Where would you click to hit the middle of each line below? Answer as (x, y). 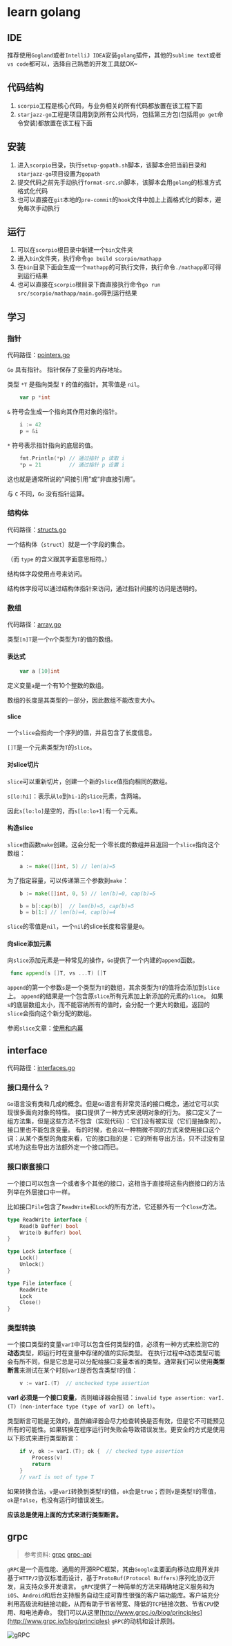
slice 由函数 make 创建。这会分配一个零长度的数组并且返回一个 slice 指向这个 (114, 844)
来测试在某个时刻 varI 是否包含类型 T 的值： (79, 1371)
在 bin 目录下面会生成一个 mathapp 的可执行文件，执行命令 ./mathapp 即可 (116, 267)
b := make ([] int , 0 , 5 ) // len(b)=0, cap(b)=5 (88, 894)
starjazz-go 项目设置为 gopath (59, 173)
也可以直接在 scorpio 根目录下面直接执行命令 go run (89, 284)
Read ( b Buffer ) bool (49, 1226)
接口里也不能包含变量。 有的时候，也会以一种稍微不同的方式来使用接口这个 (114, 1130)
